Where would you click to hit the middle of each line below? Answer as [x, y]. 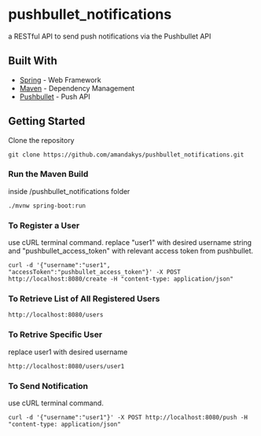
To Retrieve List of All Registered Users [84, 299]
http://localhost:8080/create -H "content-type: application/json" [121, 279]
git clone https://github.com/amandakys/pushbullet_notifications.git [126, 155]
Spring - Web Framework [61, 79]
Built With [33, 61]
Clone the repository [41, 140]
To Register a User [44, 225]
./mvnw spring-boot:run [47, 206]
